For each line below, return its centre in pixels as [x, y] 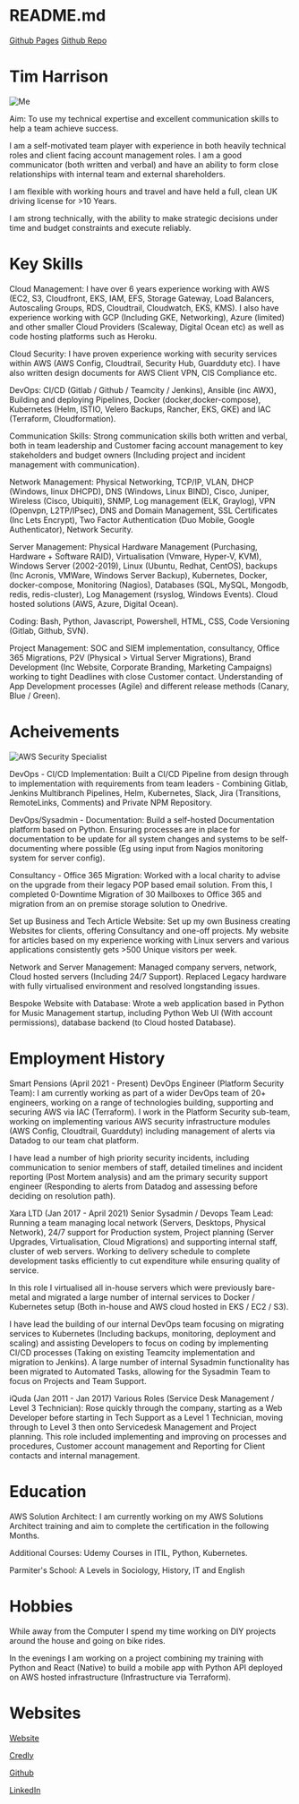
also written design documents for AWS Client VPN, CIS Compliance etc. [143, 372]
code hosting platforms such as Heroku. [83, 336]
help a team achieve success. [64, 128]
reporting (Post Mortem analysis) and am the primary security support [139, 1176]
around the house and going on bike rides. [87, 1640]
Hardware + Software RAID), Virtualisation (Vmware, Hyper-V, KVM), [136, 556]
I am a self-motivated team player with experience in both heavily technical [148, 145]
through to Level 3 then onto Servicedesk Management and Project [133, 1427]
